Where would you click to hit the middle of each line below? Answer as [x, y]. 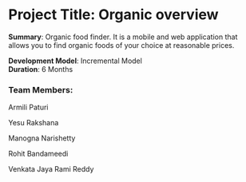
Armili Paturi [28, 107]
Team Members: [41, 89]
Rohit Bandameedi [38, 154]
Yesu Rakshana [34, 123]
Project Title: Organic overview [113, 15]
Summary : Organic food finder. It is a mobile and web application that [123, 37]
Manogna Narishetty [42, 138]
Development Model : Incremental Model [75, 61]
